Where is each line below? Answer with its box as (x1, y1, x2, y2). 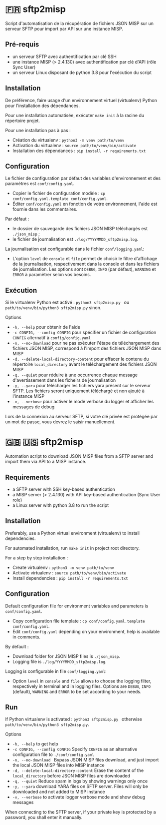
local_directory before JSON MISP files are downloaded (12, 773, 131, 779)
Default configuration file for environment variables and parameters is (5, 603, 149, 609)
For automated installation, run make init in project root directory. (5, 545, 140, 551)
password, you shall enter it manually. (5, 814, 83, 820)
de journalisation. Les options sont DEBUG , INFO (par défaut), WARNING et (12, 266, 156, 272)
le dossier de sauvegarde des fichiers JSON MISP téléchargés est (12, 226, 148, 232)
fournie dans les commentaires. (12, 206, 78, 212)
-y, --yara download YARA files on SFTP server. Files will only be (12, 783, 148, 789)
